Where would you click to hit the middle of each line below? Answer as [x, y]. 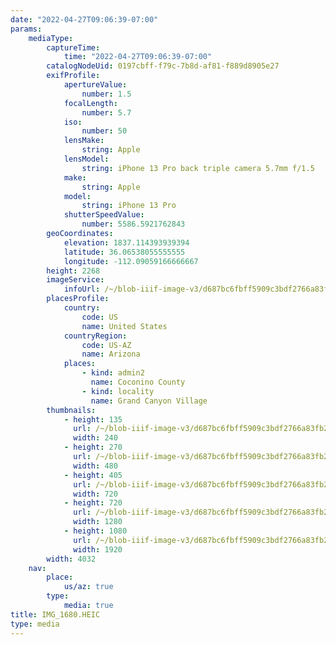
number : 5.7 [106, 112]
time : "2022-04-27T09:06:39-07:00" [138, 57]
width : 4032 [71, 559]
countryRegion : [95, 336]
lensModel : [86, 159]
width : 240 [95, 438]
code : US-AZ [106, 345]
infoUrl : [82, 289]
